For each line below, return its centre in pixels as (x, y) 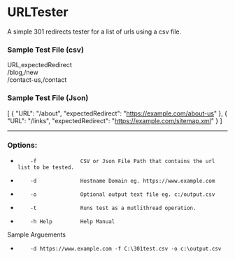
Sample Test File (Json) (48, 98)
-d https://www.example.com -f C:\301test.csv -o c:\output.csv (126, 248)
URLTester (38, 12)
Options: (22, 146)
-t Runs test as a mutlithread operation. (113, 208)
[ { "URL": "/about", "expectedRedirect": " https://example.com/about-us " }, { (117, 113)
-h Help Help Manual (73, 221)
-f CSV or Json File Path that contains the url (123, 161)
